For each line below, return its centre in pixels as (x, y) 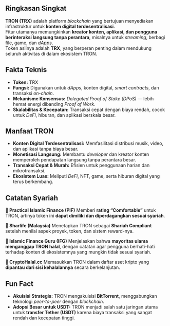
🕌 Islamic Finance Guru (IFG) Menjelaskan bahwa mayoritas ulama (77, 241)
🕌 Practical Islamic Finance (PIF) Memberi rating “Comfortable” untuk (81, 210)
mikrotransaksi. (29, 171)
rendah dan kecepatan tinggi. (44, 318)
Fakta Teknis (26, 70)
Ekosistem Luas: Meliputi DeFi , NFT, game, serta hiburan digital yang (86, 176)
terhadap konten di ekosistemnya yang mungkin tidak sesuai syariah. (78, 252)
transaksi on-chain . (33, 93)
